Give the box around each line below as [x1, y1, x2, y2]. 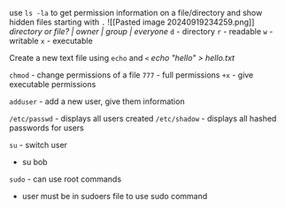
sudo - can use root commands [9, 174, 122, 184]
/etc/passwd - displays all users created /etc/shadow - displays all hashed [9, 114, 277, 123]
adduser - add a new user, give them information [9, 96, 185, 107]
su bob [21, 157, 48, 167]
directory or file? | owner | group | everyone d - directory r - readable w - [9, 26, 273, 36]
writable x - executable [9, 35, 93, 46]
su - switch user [9, 140, 68, 150]
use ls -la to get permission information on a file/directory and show [9, 8, 263, 18]
